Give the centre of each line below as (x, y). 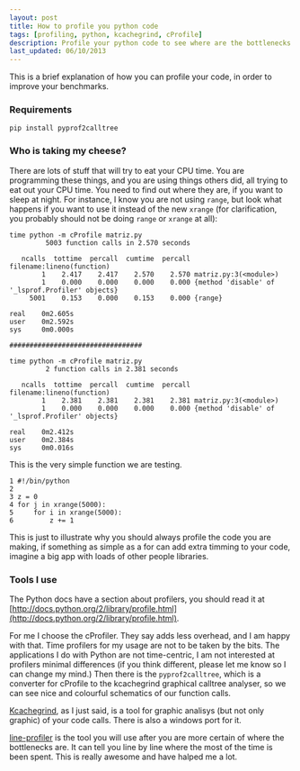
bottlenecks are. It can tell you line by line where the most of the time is (141, 748)
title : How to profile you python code (84, 26)
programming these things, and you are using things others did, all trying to (149, 180)
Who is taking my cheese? (68, 151)
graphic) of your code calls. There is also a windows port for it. (126, 721)
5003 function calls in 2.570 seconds (118, 243)
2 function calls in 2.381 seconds (112, 369)
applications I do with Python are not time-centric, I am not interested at (142, 655)
